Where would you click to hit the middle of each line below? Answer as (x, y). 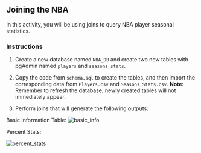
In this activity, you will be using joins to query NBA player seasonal (90, 24)
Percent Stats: (24, 132)
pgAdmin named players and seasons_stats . (70, 66)
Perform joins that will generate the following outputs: (82, 108)
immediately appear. (40, 97)
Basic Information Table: (37, 120)
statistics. (18, 31)
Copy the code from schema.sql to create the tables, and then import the (105, 78)
